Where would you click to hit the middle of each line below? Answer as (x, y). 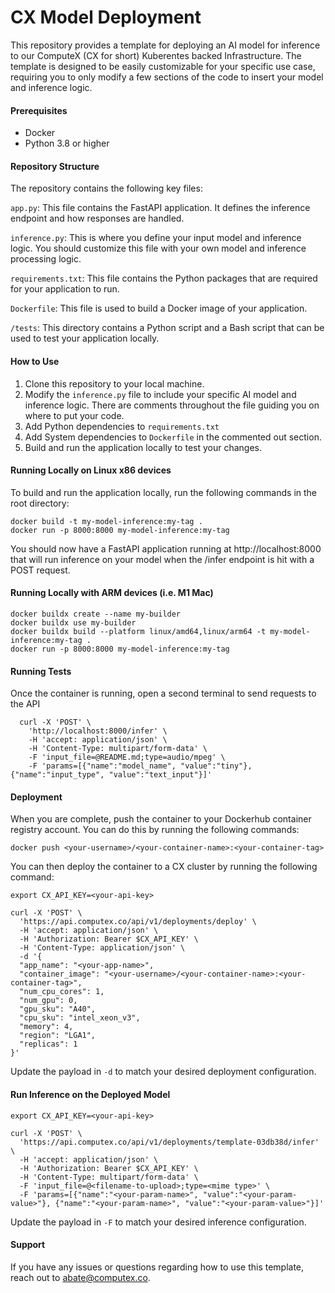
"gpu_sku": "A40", (58, 1009)
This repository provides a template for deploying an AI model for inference (165, 45)
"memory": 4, (46, 1027)
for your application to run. (65, 289)
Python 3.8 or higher (67, 143)
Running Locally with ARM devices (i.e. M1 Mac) (112, 593)
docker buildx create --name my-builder (96, 614)
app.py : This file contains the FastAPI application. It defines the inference (160, 208)
